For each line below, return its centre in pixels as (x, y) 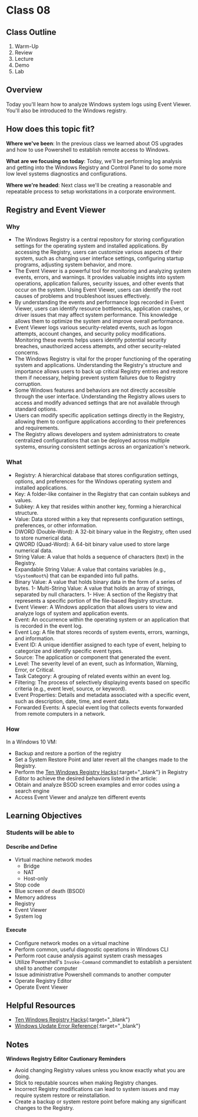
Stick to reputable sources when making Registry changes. (86, 1083)
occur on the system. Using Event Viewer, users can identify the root (98, 290)
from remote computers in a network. (60, 713)
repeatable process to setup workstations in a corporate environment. (91, 191)
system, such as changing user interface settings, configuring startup (99, 258)
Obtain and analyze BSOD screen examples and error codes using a (97, 784)
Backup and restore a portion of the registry (68, 753)
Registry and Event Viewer (56, 210)
